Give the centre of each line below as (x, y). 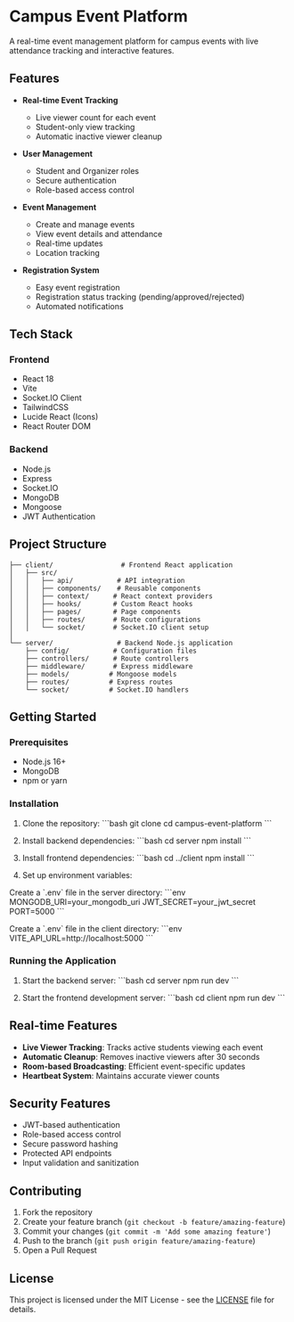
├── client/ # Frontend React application (121, 565)
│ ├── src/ (33, 572)
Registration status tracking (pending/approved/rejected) (140, 297)
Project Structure (58, 544)
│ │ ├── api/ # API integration (97, 580)
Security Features (60, 1104)
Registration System (61, 270)
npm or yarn (45, 781)
